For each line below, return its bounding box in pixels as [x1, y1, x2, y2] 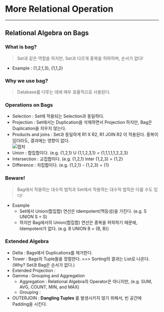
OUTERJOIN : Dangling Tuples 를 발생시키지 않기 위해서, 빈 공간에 [12, 295, 142, 301]
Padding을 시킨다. [12, 301, 47, 307]
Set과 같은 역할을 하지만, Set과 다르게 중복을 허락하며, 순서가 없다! [17, 55, 143, 61]
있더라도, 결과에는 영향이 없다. [12, 138, 70, 144]
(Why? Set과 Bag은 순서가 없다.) [12, 262, 75, 267]
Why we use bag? [5, 77, 48, 84]
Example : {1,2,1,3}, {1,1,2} [12, 65, 63, 71]
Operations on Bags [5, 101, 53, 108]
